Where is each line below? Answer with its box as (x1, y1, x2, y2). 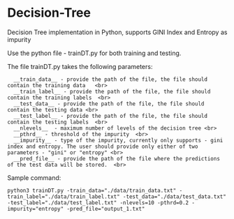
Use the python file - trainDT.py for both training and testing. (7, 49, 182, 57)
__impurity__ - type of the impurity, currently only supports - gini (13, 137, 224, 144)
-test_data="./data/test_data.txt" (122, 193, 227, 200)
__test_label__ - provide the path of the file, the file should (13, 112, 208, 119)
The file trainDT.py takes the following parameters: (7, 62, 153, 70)
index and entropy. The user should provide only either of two (7, 143, 198, 150)
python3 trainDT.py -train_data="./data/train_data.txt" (7, 187, 177, 194)
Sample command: (7, 173, 61, 182)
